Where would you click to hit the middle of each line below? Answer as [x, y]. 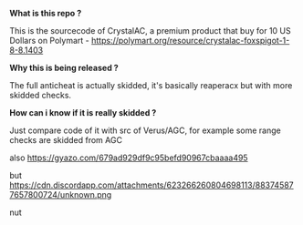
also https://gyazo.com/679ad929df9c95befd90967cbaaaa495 [129, 158]
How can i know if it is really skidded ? [83, 112]
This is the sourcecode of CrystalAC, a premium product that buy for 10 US [151, 31]
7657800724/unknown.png [61, 194]
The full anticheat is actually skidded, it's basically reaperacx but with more [151, 85]
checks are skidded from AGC [66, 140]
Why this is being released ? [64, 68]
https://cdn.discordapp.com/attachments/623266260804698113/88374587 [151, 185]
